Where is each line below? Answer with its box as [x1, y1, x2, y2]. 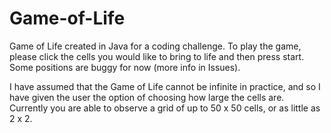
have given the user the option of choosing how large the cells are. [9, 91, 285, 103]
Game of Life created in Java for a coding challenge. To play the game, [9, 40, 302, 52]
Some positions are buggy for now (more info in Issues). [9, 61, 241, 73]
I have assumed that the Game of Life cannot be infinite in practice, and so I [9, 80, 321, 92]
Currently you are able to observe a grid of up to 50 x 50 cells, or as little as [9, 102, 321, 114]
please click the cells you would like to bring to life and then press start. [9, 50, 305, 62]
